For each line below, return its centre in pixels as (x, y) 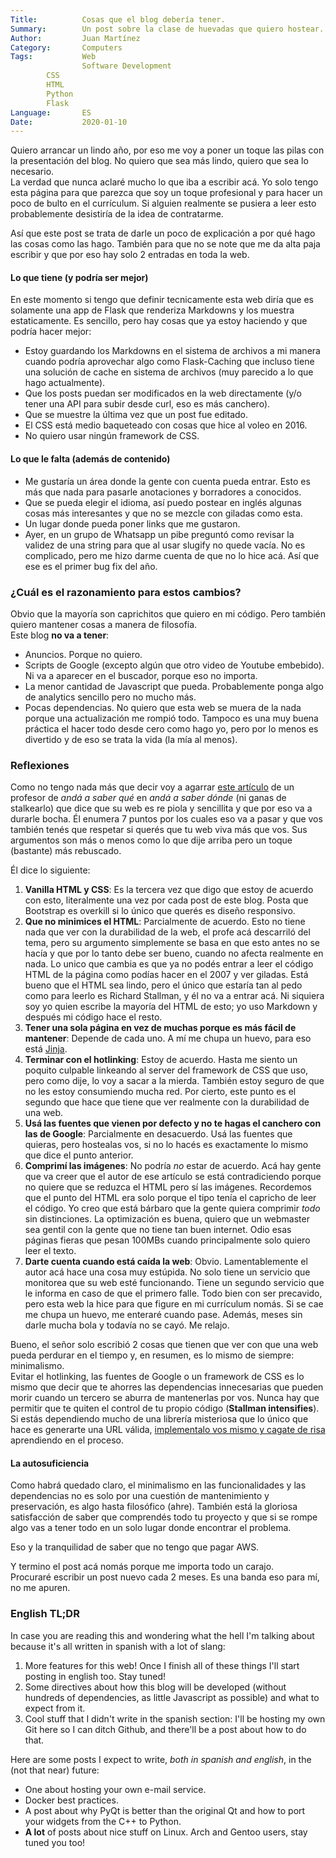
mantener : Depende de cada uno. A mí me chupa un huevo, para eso (168, 1038)
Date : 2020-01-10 (69, 122)
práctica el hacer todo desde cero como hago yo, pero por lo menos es (171, 728)
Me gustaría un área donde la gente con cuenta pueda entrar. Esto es (167, 481)
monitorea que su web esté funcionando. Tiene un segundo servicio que (174, 1283)
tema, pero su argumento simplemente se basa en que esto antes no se (172, 943)
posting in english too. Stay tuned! (95, 1676)
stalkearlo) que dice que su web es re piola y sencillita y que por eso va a (161, 808)
